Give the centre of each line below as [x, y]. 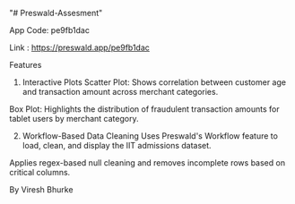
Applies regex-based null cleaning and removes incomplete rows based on [147, 163]
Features [26, 65]
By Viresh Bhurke [41, 190]
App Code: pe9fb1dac [49, 30]
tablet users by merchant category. [74, 119]
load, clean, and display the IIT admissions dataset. [117, 145]
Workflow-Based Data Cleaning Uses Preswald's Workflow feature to [150, 136]
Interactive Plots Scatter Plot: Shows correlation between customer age [154, 82]
